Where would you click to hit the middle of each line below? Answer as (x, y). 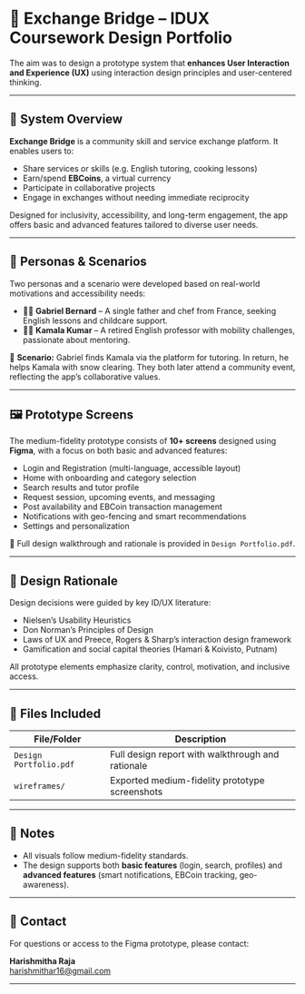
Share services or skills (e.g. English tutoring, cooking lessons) (140, 168)
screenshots (137, 792)
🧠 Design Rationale (64, 581)
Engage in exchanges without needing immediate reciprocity (136, 197)
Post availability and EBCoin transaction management (122, 507)
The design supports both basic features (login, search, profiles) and (152, 865)
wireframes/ (40, 786)
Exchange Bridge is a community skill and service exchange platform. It (144, 141)
